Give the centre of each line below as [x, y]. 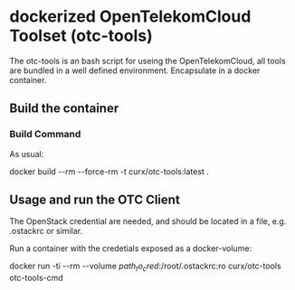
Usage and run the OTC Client [95, 200]
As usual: [27, 154]
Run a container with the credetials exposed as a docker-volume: [130, 248]
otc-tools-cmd [36, 278]
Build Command [45, 135]
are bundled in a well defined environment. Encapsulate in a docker [135, 70]
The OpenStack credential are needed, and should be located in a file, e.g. [148, 221]
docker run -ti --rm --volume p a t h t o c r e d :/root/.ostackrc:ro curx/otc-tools [146, 267]
